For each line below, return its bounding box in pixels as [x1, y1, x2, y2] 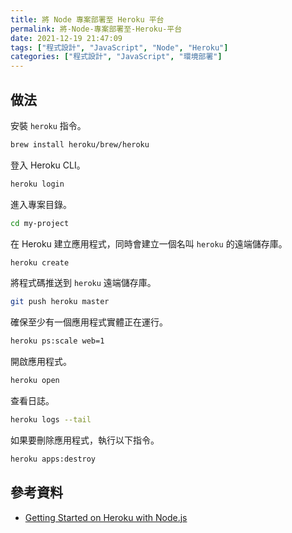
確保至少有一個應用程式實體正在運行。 [10, 316, 168, 328]
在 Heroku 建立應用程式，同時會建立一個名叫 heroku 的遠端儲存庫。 [10, 237, 288, 250]
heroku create [10, 257, 70, 268]
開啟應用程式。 [10, 356, 72, 368]
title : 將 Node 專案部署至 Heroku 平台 [10, 14, 165, 25]
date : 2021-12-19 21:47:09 [10, 33, 123, 43]
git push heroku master [10, 297, 110, 307]
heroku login [10, 179, 65, 189]
